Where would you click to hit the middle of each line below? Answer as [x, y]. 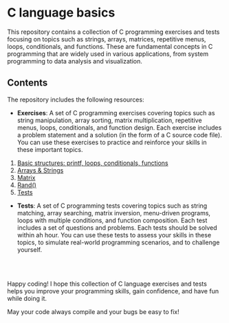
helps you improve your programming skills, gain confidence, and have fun [113, 291]
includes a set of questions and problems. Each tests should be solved [117, 227]
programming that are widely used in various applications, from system [108, 54]
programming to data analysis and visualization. [75, 61]
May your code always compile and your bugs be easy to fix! [94, 311]
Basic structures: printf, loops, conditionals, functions [92, 163]
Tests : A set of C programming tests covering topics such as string [112, 206]
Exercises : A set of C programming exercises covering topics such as [116, 112]
